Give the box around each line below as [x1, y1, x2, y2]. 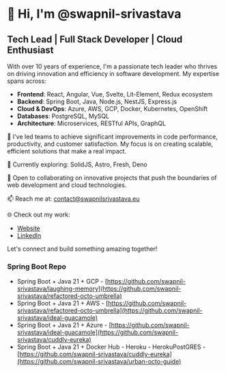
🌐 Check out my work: [7, 210, 70, 219]
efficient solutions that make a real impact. [7, 147, 127, 155]
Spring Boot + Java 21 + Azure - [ [16, 321, 111, 330]
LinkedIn [16, 232, 42, 239]
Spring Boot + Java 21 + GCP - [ [16, 277, 108, 286]
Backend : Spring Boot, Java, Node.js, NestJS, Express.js [16, 97, 178, 106]
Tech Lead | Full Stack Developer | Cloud [7, 34, 183, 45]
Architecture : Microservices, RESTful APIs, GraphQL [16, 119, 166, 127]
